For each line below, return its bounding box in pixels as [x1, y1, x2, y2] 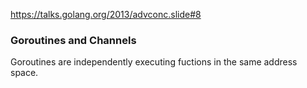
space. [10, 67, 39, 79]
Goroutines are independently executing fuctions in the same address [10, 56, 298, 68]
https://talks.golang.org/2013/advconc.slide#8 [10, 9, 202, 20]
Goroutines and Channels [10, 33, 137, 47]
